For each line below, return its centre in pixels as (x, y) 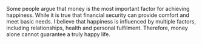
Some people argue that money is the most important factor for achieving (98, 9)
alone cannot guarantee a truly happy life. (59, 34)
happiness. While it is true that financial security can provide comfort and (98, 15)
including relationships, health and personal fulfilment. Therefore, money (97, 28)
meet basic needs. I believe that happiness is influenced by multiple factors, (101, 21)
